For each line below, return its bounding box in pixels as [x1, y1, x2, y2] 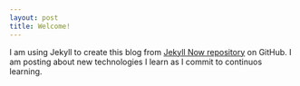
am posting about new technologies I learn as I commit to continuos [9, 56, 263, 67]
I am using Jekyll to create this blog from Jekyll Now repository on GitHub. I [9, 46, 292, 57]
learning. [9, 65, 43, 77]
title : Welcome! [9, 22, 71, 31]
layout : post [9, 13, 59, 23]
